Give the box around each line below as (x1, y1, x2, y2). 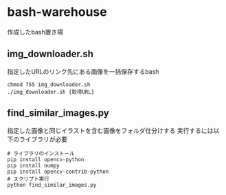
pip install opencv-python (7, 156, 84, 163)
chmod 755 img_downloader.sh (7, 81, 91, 88)
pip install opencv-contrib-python (7, 168, 109, 175)
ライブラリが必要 (19, 135, 67, 143)
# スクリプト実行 (7, 175, 49, 183)
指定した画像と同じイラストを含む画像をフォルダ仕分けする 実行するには (7, 126, 214, 134)
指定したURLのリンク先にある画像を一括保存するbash (7, 67, 159, 76)
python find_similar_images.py (7, 181, 97, 188)
